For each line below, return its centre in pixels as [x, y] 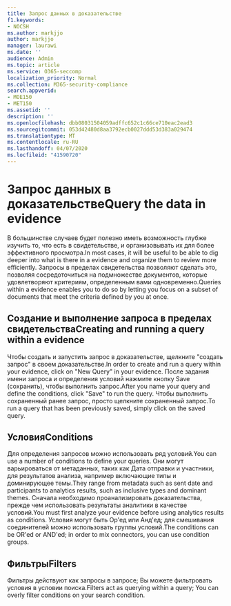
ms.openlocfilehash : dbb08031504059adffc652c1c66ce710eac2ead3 [100, 123]
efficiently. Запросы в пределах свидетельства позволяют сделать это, [112, 267]
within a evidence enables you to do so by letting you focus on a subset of [113, 289]
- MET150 [20, 104]
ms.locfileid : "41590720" [44, 155]
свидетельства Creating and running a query [106, 329]
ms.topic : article [33, 65]
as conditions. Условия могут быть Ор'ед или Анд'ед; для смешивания [111, 520]
